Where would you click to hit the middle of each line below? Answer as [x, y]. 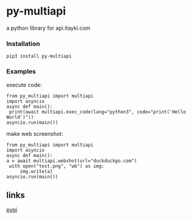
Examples [21, 72]
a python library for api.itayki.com [49, 28]
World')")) [20, 117]
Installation [23, 44]
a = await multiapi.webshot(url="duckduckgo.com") [72, 161]
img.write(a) [36, 171]
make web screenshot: [35, 133]
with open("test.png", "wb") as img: [57, 166]
